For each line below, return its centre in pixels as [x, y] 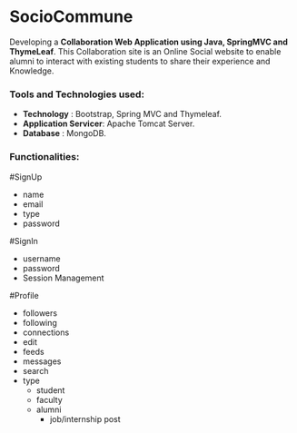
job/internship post [85, 418]
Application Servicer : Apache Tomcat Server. [109, 123]
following [40, 322]
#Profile [24, 295]
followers [40, 313]
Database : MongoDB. [64, 133]
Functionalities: [45, 157]
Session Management [63, 278]
